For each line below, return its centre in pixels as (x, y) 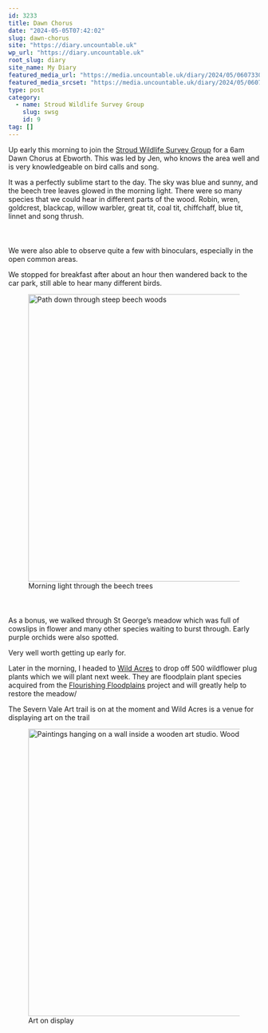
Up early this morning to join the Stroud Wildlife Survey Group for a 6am (126, 149)
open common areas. (43, 259)
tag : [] (21, 127)
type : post (26, 90)
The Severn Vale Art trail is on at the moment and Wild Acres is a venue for (131, 709)
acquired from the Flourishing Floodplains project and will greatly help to (128, 685)
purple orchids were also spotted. (64, 637)
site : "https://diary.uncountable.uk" (73, 46)
